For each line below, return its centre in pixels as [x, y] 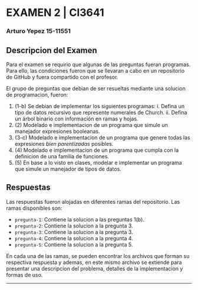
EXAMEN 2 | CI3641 [55, 13]
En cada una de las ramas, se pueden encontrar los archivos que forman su [98, 256]
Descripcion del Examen [52, 50]
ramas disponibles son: [34, 208]
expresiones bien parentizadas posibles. [64, 144]
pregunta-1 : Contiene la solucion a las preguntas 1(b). [79, 219]
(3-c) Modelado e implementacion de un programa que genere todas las [102, 137]
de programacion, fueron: [37, 95]
